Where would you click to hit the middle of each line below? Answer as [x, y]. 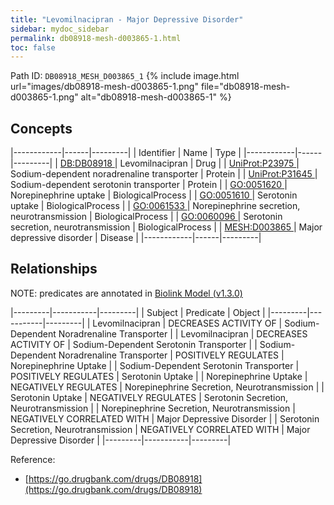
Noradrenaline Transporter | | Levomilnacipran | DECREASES [183, 333]
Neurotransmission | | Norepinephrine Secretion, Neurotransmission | [153, 408]
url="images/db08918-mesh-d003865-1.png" [104, 87]
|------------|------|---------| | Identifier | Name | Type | [126, 153]
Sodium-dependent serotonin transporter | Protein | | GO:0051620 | [149, 185]
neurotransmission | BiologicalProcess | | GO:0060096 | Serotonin [146, 217]
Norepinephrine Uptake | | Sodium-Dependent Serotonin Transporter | [155, 365]
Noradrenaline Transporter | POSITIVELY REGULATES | [171, 355]
